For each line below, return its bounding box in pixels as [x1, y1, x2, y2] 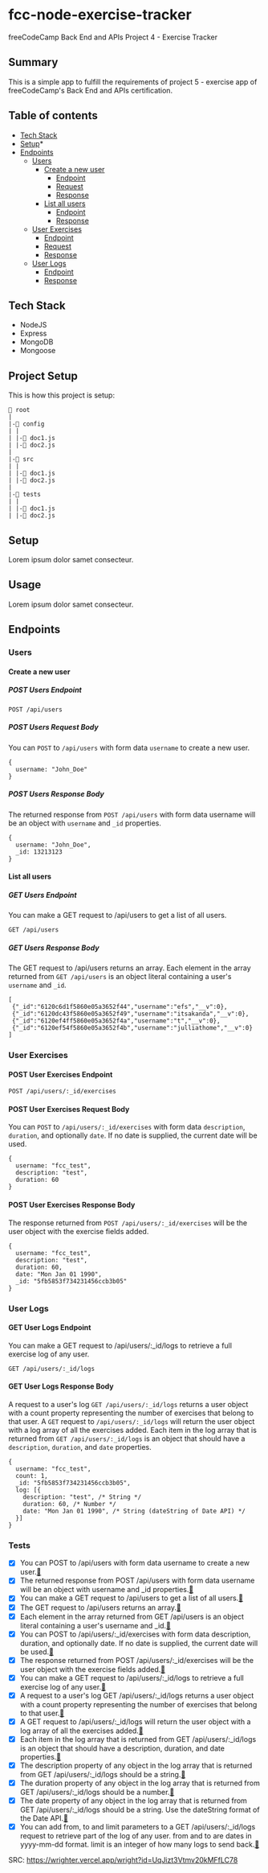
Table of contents [8, 109, 98, 122]
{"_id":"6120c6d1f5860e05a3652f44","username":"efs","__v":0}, [11, 1003, 228, 1011]
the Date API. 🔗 [19, 1813, 68, 1823]
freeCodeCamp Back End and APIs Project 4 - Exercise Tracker [8, 32, 218, 42]
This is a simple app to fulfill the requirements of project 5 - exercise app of [8, 76, 258, 86]
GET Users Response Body [8, 943, 99, 953]
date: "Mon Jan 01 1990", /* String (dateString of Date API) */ [22, 1507, 246, 1516]
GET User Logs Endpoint [8, 1323, 91, 1332]
